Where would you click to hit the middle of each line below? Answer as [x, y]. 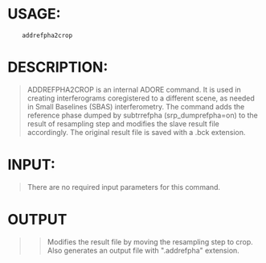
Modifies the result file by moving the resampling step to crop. [150, 241]
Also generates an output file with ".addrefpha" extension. [143, 250]
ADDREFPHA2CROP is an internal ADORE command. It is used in [134, 89]
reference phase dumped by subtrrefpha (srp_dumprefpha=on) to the [142, 115]
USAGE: [34, 14]
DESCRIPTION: [58, 67]
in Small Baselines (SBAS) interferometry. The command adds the [136, 106]
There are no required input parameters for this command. [124, 187]
